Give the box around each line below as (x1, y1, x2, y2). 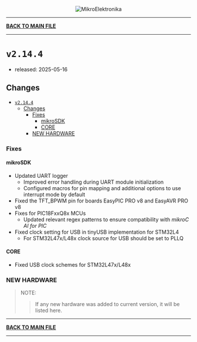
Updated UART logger (14, 172, 69, 179)
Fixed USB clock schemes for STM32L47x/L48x (14, 261, 131, 268)
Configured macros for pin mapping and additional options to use (23, 184, 181, 191)
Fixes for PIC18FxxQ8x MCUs (14, 210, 86, 217)
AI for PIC (23, 222, 47, 229)
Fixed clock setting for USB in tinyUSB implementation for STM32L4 (14, 228, 179, 235)
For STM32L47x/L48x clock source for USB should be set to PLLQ (23, 234, 184, 241)
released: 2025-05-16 (14, 65, 68, 73)
